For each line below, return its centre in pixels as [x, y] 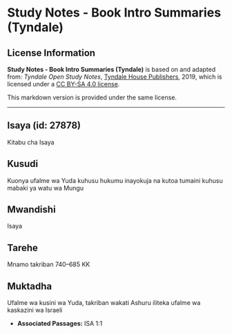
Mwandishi [32, 209]
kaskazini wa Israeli [35, 310]
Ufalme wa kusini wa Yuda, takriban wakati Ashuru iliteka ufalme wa [104, 303]
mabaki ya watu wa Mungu [46, 188]
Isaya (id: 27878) [44, 126]
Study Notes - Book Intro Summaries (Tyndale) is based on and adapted [112, 69]
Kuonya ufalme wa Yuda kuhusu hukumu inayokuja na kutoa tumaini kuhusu [115, 180]
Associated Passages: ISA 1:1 [60, 324]
